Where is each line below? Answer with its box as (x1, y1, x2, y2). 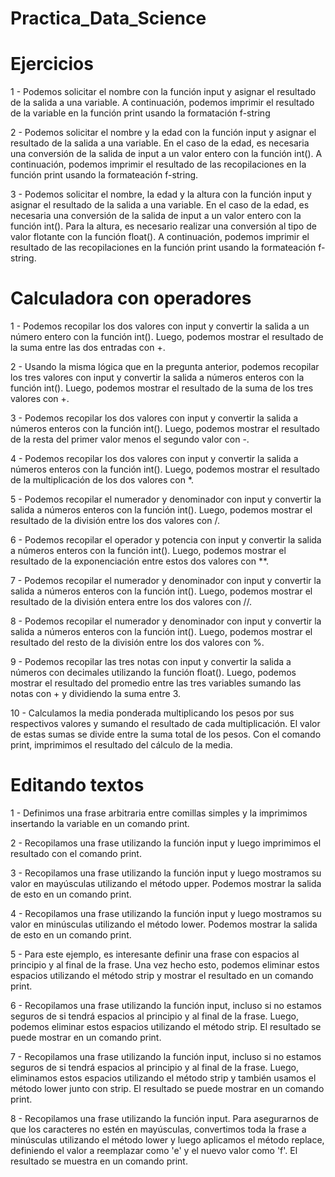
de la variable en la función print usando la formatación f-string (10, 107, 271, 119)
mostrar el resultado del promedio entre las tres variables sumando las (10, 677, 302, 689)
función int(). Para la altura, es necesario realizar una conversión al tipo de (10, 220, 317, 232)
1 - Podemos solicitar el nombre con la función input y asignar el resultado (10, 86, 317, 98)
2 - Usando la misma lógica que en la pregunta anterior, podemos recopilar (10, 361, 320, 373)
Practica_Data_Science (10, 7, 207, 30)
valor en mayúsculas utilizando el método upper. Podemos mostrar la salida (10, 878, 322, 889)
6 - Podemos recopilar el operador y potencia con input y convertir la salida (10, 534, 322, 546)
